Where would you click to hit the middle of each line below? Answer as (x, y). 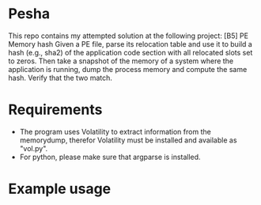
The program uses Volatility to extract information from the (115, 131)
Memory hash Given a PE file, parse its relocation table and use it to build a (130, 44)
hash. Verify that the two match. (61, 78)
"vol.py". (34, 148)
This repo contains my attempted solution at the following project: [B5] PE (129, 36)
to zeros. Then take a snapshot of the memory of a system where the (121, 61)
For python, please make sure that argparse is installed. (110, 157)
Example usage (60, 189)
